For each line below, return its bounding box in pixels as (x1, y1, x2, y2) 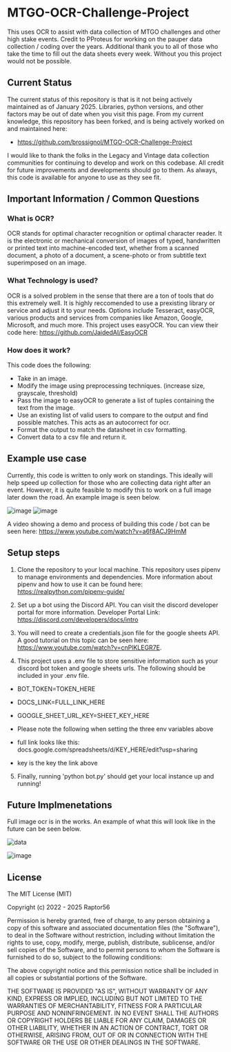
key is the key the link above (17, 759, 98, 767)
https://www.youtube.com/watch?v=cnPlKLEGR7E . (17, 643, 162, 652)
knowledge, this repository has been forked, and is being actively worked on (7, 117, 225, 125)
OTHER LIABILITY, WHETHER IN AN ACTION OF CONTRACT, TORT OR (7, 1024, 208, 1032)
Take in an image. (17, 374, 68, 383)
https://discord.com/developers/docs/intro (17, 615, 139, 623)
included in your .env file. (17, 671, 90, 679)
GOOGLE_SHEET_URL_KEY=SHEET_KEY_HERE (17, 711, 150, 719)
